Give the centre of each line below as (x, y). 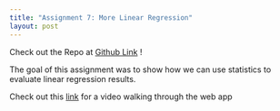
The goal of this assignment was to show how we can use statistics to (140, 69)
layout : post (34, 26)
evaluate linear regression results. (73, 79)
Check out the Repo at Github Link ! (76, 51)
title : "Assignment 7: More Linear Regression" (101, 18)
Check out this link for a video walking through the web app (121, 97)
